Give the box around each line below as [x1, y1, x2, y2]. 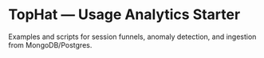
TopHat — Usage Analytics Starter [8, 6, 241, 24]
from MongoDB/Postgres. [8, 40, 93, 49]
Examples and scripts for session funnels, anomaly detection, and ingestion [8, 32, 257, 41]
